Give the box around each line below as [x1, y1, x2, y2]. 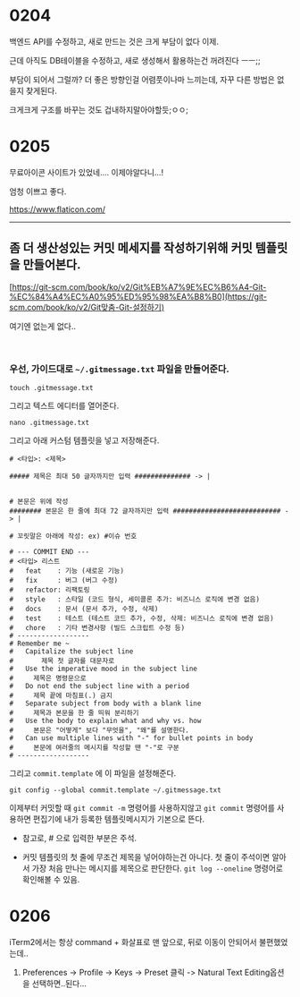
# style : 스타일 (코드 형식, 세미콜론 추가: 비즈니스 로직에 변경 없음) [9, 594, 261, 604]
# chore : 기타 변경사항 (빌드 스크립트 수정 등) [9, 623, 186, 632]
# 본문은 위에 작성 [9, 497, 69, 506]
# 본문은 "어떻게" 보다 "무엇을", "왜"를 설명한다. [9, 726, 189, 735]
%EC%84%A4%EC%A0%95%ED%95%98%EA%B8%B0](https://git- [9, 291, 268, 302]
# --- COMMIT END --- [9, 547, 90, 556]
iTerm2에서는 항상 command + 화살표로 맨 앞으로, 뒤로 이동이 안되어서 [9, 936, 257, 947]
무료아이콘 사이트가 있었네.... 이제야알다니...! [9, 166, 163, 177]
